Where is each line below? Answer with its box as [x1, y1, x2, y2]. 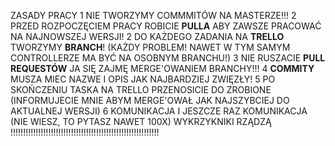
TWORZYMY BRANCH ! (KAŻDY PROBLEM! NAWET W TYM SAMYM [10, 41, 291, 53]
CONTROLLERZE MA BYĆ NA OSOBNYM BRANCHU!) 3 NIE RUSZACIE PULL [10, 52, 326, 64]
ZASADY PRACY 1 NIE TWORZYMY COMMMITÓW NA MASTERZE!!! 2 [10, 10, 297, 21]
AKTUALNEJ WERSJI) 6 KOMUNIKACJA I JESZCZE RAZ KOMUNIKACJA [10, 105, 308, 117]
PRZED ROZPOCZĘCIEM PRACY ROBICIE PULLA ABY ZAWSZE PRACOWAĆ [10, 20, 322, 32]
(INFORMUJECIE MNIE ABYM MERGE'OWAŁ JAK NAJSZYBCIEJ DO [10, 95, 290, 106]
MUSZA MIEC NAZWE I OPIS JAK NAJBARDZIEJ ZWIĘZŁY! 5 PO [10, 73, 276, 85]
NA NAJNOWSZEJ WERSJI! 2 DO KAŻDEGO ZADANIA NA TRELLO [10, 31, 285, 42]
